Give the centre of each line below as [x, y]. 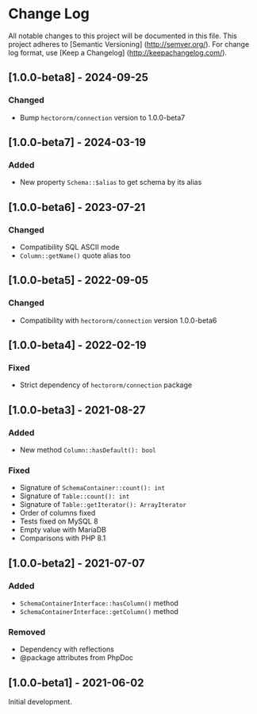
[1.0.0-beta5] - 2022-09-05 [79, 280]
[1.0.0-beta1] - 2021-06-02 [76, 683]
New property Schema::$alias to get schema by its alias [111, 182]
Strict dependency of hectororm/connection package [106, 385]
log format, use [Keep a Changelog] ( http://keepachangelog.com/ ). [118, 52]
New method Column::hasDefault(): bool [88, 450]
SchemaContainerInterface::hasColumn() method [99, 603]
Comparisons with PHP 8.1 [63, 538]
